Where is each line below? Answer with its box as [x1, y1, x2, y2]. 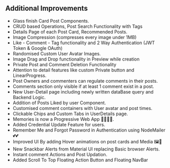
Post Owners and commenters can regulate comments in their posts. [12, 78, 158, 84]
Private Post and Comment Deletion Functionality [12, 61, 117, 67]
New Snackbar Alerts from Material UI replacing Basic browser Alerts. [12, 146, 160, 152]
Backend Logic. [12, 94, 46, 100]
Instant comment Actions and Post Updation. [12, 151, 108, 157]
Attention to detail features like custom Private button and [12, 67, 135, 73]
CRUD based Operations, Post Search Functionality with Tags [12, 23, 143, 29]
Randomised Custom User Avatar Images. [12, 50, 101, 57]
